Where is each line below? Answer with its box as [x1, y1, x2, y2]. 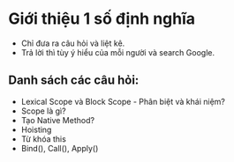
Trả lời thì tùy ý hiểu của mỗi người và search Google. [20, 47, 215, 57]
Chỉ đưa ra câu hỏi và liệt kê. [20, 38, 125, 48]
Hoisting [20, 124, 52, 135]
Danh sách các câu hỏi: [8, 73, 140, 88]
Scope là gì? [20, 106, 67, 116]
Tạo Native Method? [20, 114, 94, 125]
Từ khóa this [20, 133, 67, 144]
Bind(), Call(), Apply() [20, 143, 99, 153]
